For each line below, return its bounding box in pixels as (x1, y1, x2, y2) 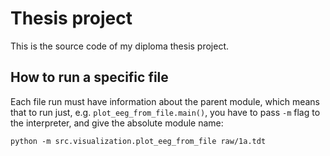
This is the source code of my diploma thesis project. (10, 40, 230, 52)
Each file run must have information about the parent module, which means (10, 95, 321, 107)
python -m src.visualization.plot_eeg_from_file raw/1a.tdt (10, 136, 267, 146)
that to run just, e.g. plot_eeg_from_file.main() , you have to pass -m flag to (10, 106, 321, 118)
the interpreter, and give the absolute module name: (10, 117, 224, 129)
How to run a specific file (10, 69, 169, 86)
